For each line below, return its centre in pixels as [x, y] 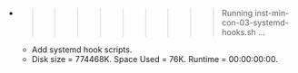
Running [237, 13]
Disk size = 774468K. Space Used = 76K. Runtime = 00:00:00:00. [155, 59]
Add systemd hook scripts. [82, 50]
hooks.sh [238, 32]
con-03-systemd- [255, 23]
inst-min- [272, 13]
